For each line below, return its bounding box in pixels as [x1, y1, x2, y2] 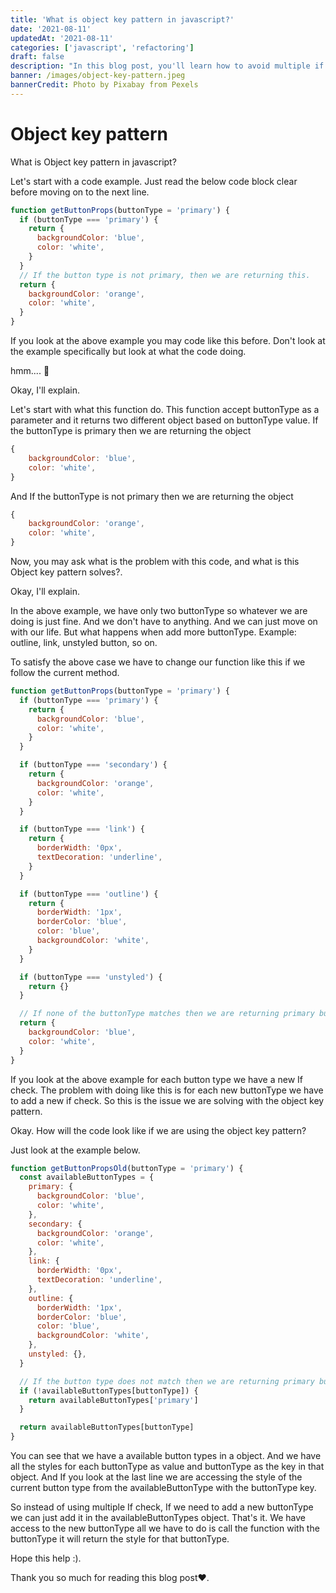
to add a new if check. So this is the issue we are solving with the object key [10, 1094, 325, 1106]
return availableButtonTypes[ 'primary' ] [28, 1395, 199, 1405]
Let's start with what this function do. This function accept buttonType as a [10, 404, 320, 416]
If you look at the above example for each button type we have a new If [10, 1073, 304, 1085]
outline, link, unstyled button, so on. [10, 637, 158, 649]
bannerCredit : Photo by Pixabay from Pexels [10, 80, 199, 90]
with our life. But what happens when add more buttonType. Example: [10, 626, 297, 638]
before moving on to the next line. [10, 186, 150, 198]
